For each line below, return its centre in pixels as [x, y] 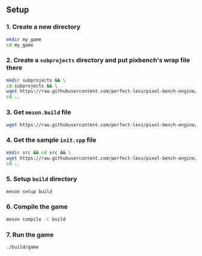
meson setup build [29, 191]
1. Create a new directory [43, 27]
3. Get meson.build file [39, 112]
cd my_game [20, 45]
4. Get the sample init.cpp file [51, 140]
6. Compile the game [37, 207]
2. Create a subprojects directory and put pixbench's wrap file [98, 61]
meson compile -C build [36, 219]
